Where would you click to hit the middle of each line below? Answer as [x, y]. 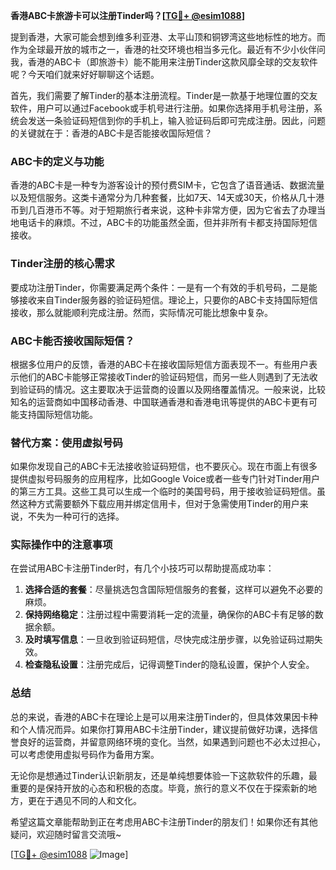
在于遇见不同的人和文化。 [89, 800]
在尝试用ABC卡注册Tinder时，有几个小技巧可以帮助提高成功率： [142, 568]
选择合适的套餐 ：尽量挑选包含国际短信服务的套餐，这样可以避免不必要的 [173, 590]
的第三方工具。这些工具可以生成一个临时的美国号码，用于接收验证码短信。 [163, 491]
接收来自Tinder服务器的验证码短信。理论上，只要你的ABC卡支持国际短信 [168, 300]
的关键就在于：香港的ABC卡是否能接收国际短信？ [111, 133]
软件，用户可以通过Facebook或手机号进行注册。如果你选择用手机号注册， [162, 108]
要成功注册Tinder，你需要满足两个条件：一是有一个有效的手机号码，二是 [159, 287]
